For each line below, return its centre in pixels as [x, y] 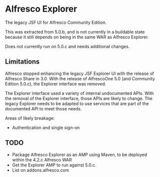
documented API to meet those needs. [43, 108]
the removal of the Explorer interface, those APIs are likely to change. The [79, 98]
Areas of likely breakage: [30, 118]
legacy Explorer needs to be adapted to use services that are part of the [77, 104]
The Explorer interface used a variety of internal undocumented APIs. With [80, 93]
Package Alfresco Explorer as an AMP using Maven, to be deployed [79, 155]
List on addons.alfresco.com [40, 170]
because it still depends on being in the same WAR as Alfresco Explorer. [77, 37]
